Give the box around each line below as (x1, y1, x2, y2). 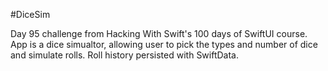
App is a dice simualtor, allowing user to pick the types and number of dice (10, 39, 318, 50)
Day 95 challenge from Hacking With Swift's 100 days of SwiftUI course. (10, 28, 308, 39)
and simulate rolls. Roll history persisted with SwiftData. (10, 49, 239, 61)
